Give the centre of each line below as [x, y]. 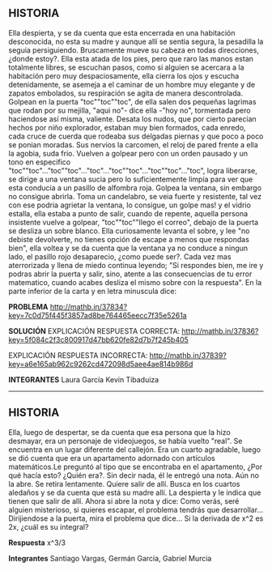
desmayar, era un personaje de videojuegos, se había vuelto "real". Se [125, 441]
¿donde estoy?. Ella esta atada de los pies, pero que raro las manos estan [131, 58]
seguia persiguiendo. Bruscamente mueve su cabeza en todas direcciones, [134, 50]
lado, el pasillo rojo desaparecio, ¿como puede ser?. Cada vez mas [120, 256]
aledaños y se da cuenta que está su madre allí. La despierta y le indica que [135, 492]
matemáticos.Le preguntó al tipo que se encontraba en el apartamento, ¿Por [136, 467]
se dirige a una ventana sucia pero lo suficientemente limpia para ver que [131, 179]
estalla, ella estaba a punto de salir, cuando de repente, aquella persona [128, 213]
